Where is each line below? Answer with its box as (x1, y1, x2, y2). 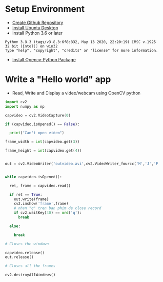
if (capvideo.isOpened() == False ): (5, 121, 80, 127)
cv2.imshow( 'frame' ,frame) (14, 201, 69, 206)
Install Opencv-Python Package (12, 56, 76, 62)
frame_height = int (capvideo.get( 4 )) (5, 148, 82, 153)
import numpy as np (5, 104, 45, 109)
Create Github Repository (12, 20, 63, 25)
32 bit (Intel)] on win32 (5, 44, 58, 48)
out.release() (5, 255, 34, 260)
